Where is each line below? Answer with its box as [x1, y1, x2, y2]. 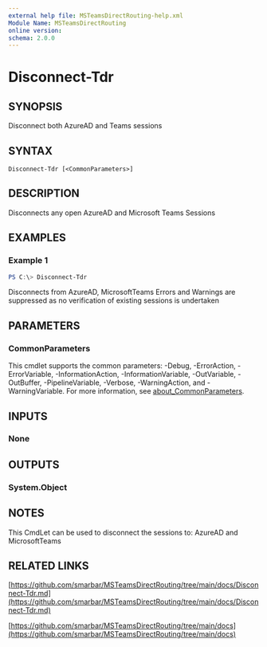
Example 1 [8, 255, 49, 266]
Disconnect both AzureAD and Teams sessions [8, 121, 163, 131]
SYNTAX [8, 144, 53, 158]
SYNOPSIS [8, 100, 63, 113]
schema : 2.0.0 [8, 33, 56, 42]
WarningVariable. [8, 386, 65, 396]
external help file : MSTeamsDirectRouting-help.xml [8, 11, 183, 20]
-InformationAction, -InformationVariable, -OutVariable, [55, 370, 237, 379]
